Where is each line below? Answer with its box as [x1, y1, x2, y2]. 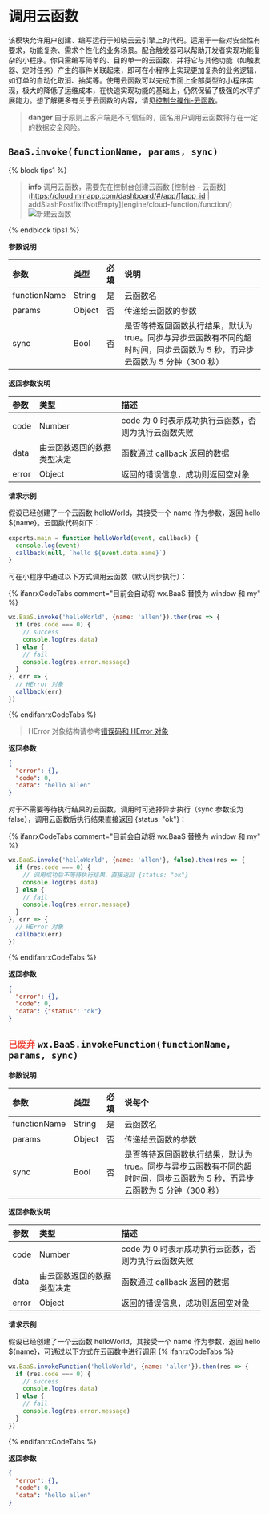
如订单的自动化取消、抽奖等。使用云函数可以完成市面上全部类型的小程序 [8, 75, 247, 85]
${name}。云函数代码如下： [8, 517, 101, 527]
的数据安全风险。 [27, 122, 85, 132]
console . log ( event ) [15, 542, 81, 550]
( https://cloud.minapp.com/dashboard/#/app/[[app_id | [27, 191, 211, 200]
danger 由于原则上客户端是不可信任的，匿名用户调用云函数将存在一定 [27, 112, 259, 122]
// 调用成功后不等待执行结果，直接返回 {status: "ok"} [22, 871, 189, 879]
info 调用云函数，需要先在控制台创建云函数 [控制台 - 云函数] [27, 182, 227, 191]
